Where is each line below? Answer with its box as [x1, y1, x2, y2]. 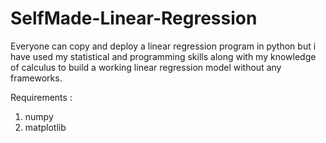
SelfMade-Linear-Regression [10, 7, 258, 30]
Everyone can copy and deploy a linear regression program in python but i [10, 40, 317, 52]
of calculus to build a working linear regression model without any [10, 61, 282, 73]
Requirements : [10, 91, 73, 103]
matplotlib [24, 121, 67, 133]
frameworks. [10, 72, 63, 84]
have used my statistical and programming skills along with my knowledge [10, 50, 317, 62]
